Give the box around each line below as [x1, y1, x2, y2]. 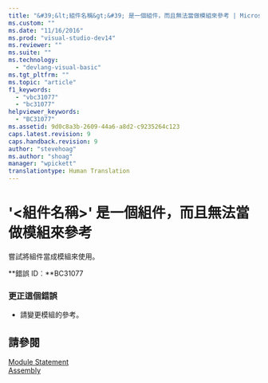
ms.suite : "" [8, 49, 52, 57]
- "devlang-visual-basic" [15, 64, 102, 72]
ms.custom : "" [8, 19, 56, 27]
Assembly [8, 365, 41, 375]
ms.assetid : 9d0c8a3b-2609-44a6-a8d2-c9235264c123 [8, 123, 180, 131]
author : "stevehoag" [8, 145, 77, 153]
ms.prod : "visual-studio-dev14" [8, 33, 116, 42]
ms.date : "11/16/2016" [8, 26, 84, 34]
